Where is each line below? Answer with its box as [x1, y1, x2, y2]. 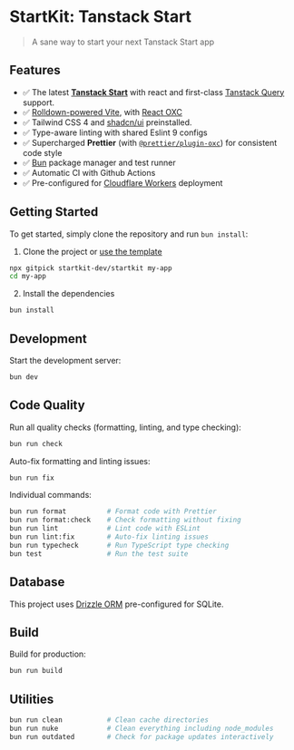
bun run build [9, 667, 64, 676]
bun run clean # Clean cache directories [9, 716, 209, 725]
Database [9, 574, 65, 590]
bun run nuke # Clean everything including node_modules [9, 724, 274, 733]
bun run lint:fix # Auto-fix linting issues [9, 532, 209, 541]
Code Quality [9, 397, 85, 414]
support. [22, 97, 55, 108]
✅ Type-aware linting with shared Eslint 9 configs [22, 127, 209, 138]
